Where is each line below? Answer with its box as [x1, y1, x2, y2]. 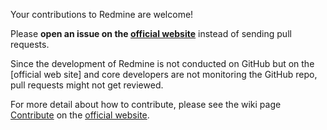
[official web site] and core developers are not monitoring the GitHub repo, [10, 69, 318, 80]
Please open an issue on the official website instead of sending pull [10, 28, 292, 39]
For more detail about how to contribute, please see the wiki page [10, 99, 282, 110]
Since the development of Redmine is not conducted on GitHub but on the [10, 58, 315, 69]
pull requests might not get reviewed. [10, 79, 164, 91]
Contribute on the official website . [10, 109, 150, 121]
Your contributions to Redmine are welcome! [10, 9, 194, 20]
